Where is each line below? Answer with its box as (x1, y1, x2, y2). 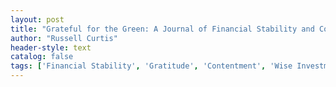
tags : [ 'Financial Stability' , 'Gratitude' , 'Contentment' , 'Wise (10, 61, 293, 71)
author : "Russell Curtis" (10, 33, 118, 43)
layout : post (10, 14, 65, 25)
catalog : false (10, 52, 74, 62)
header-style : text (10, 42, 92, 53)
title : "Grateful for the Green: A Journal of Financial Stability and (10, 24, 315, 34)
